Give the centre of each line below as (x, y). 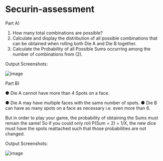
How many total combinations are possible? (57, 33)
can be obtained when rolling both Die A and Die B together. (74, 43)
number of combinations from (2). (47, 54)
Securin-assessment (50, 9)
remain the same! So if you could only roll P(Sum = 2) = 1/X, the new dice (81, 123)
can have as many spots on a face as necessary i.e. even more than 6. (78, 108)
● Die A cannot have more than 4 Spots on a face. (57, 93)
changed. (15, 133)
